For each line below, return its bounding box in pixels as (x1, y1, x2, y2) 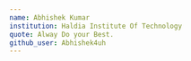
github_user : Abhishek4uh (9, 38, 106, 48)
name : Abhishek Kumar (9, 13, 91, 22)
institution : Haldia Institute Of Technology (9, 22, 182, 30)
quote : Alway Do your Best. (9, 30, 115, 39)
